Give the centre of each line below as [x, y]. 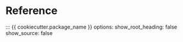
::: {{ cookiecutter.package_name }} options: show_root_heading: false [91, 27]
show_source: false [29, 33]
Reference [31, 11]
